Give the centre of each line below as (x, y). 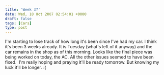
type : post (16, 28)
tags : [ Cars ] (18, 23)
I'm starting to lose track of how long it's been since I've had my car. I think (81, 41)
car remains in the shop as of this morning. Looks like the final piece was (79, 52)
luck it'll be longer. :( (26, 67)
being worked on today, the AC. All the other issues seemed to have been (79, 57)
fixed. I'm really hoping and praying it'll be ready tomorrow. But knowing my (82, 62)
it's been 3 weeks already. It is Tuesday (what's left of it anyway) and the (79, 47)
